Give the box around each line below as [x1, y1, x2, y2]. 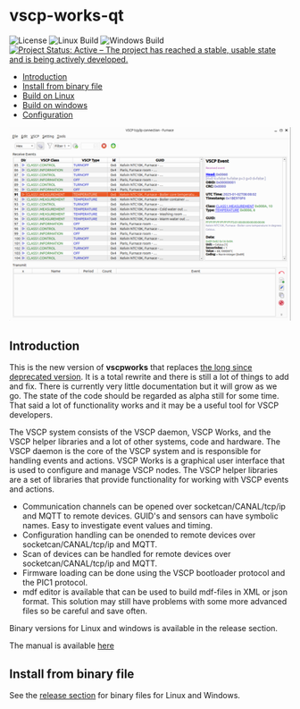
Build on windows [21, 99, 87, 110]
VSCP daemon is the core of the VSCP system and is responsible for [9, 446, 262, 457]
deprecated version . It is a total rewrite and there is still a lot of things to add [9, 372, 289, 383]
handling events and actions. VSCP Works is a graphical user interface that [9, 455, 286, 466]
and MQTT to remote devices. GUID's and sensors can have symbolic [21, 511, 279, 521]
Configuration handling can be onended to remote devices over [21, 529, 256, 541]
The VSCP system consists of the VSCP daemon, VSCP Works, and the [9, 426, 271, 438]
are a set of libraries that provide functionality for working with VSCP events [9, 475, 289, 485]
